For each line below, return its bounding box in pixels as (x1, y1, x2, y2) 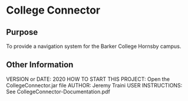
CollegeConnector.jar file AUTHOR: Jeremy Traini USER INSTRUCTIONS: (6, 82, 183, 89)
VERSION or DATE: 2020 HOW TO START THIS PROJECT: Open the (6, 75, 170, 83)
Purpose (6, 27, 38, 37)
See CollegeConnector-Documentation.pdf (6, 88, 110, 95)
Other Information (6, 60, 74, 70)
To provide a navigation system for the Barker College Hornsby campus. (6, 43, 182, 50)
